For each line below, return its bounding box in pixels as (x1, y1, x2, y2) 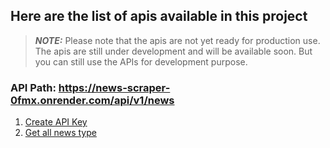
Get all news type (24, 127, 97, 139)
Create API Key (24, 116, 88, 128)
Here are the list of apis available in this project (10, 8, 308, 25)
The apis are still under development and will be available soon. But (34, 45, 313, 57)
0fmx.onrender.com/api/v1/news (10, 93, 175, 107)
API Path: (10, 80, 57, 94)
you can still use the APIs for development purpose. (34, 55, 248, 68)
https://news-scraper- (58, 80, 171, 94)
